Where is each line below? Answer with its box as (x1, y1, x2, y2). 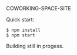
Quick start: (6, 16, 34, 23)
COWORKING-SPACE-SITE (6, 5, 72, 12)
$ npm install (6, 27, 41, 33)
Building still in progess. (6, 43, 64, 49)
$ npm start (6, 32, 35, 38)
